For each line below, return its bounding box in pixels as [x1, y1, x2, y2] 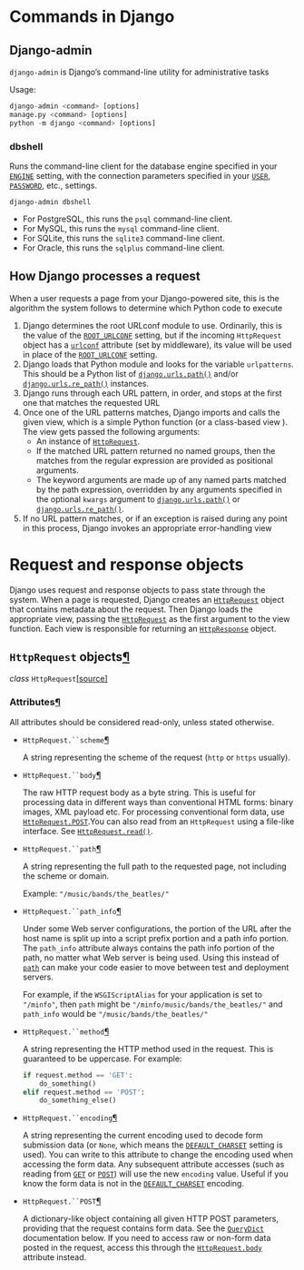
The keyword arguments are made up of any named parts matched [35, 474, 287, 485]
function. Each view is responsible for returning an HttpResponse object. [9, 623, 277, 634]
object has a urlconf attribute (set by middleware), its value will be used [22, 339, 292, 350]
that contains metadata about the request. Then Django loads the [9, 604, 253, 615]
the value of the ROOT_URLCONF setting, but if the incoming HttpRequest [22, 330, 282, 340]
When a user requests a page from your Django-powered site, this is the [9, 292, 279, 303]
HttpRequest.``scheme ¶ [22, 733, 110, 745]
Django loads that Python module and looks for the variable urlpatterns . [22, 359, 295, 369]
